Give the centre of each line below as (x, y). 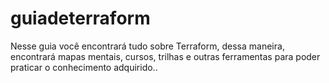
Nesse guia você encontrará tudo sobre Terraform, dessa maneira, (147, 46)
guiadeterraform (80, 18)
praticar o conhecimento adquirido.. (84, 67)
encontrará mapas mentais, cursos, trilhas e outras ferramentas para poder (165, 56)
